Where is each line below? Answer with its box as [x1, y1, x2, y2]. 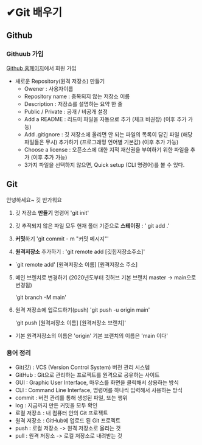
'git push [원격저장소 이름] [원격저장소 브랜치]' [15, 319, 127, 326]
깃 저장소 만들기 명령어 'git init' [15, 209, 89, 216]
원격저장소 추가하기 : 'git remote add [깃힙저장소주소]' [15, 248, 145, 255]
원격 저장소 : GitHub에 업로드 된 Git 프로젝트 [15, 416, 120, 424]
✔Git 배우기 [6, 5, 63, 19]
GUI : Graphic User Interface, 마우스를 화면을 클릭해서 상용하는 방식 [15, 379, 179, 386]
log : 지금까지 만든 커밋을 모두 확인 [15, 401, 98, 408]
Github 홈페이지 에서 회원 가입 [6, 65, 77, 72]
